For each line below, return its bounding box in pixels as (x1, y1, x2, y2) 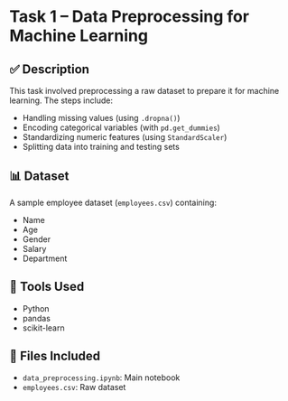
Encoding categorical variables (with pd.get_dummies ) (22, 122, 221, 133)
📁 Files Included (9, 349, 101, 364)
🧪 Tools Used (9, 279, 85, 294)
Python (22, 303, 50, 313)
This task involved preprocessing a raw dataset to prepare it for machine (9, 86, 280, 96)
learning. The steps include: (9, 95, 113, 106)
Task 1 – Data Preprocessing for (9, 6, 250, 27)
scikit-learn (22, 322, 65, 333)
